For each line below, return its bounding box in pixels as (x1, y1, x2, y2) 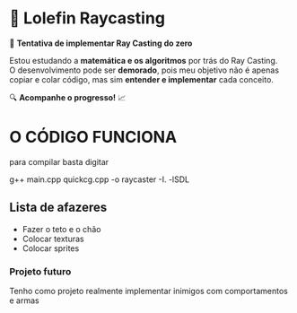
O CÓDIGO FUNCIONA (9, 127, 178, 147)
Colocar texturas (22, 233, 84, 244)
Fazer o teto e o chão (22, 223, 101, 234)
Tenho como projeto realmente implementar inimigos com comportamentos (9, 285, 289, 296)
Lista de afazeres (9, 200, 108, 215)
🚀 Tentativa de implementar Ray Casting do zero (9, 38, 193, 48)
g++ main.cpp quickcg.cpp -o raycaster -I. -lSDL (9, 174, 190, 185)
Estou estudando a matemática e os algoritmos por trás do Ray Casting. (9, 55, 278, 65)
